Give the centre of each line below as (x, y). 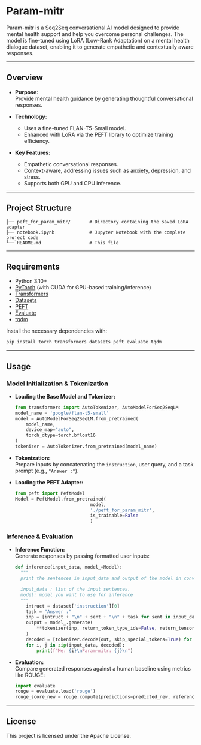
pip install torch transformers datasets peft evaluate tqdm (84, 342)
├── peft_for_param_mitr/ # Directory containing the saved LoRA (97, 222)
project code (22, 237)
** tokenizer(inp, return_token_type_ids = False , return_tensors (117, 629)
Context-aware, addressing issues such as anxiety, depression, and (107, 170)
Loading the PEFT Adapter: (49, 482)
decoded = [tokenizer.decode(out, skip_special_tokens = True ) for (109, 639)
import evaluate (35, 686)
